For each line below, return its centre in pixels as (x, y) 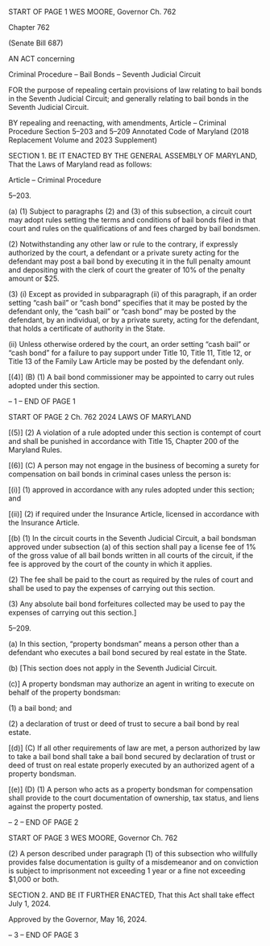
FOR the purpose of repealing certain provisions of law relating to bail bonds (135, 90)
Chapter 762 (29, 27)
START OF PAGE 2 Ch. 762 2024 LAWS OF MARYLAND (100, 417)
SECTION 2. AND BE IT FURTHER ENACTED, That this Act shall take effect (132, 895)
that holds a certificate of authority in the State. (87, 328)
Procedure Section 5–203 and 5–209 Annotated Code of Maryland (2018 (129, 131)
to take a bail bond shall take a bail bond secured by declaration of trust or (132, 756)
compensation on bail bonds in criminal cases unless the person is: (120, 474)
